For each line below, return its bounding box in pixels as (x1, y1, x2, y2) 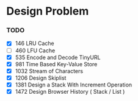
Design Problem (6, 4, 89, 18)
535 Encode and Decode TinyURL (15, 54, 101, 61)
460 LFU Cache (15, 47, 56, 54)
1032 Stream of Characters (15, 67, 84, 74)
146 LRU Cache (15, 40, 54, 47)
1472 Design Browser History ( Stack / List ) (15, 88, 125, 95)
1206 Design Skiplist (15, 74, 67, 82)
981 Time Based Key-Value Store (15, 60, 98, 68)
